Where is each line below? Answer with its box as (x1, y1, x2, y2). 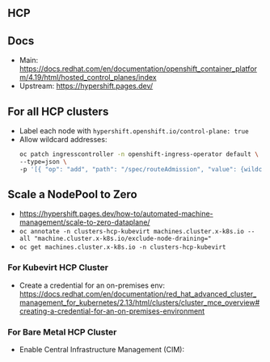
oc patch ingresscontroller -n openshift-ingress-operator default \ (19, 150, 259, 158)
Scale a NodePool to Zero (7, 187, 138, 201)
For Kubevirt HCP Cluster (7, 262, 108, 273)
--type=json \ (19, 158, 67, 166)
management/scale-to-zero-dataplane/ (19, 217, 150, 227)
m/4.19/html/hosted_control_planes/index (19, 73, 157, 82)
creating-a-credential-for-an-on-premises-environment (19, 306, 205, 316)
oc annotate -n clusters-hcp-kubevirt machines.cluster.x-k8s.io (19, 228, 244, 236)
